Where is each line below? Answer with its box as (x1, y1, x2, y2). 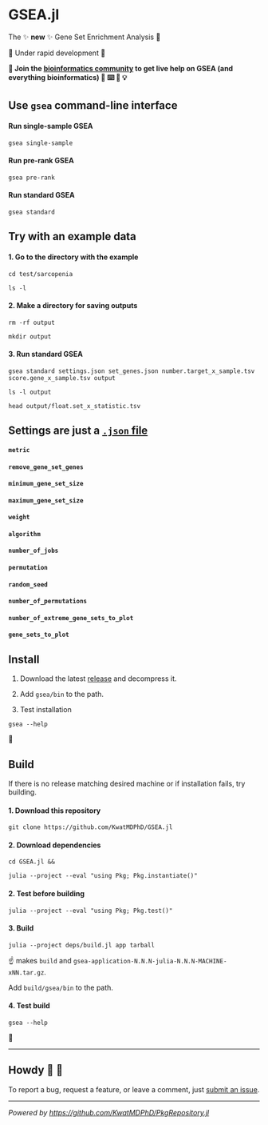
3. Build (8, 923, 34, 933)
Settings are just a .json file (8, 424, 148, 438)
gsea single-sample (8, 138, 73, 147)
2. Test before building (8, 889, 85, 899)
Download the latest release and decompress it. (19, 674, 177, 683)
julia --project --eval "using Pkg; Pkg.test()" (8, 907, 173, 915)
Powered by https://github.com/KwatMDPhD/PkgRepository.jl (8, 1107, 210, 1117)
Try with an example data (8, 230, 137, 243)
